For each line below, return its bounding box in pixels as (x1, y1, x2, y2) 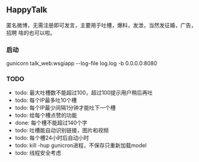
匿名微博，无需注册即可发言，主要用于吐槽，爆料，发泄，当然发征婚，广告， (6, 21, 197, 29)
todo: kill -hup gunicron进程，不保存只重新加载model (14, 142, 147, 149)
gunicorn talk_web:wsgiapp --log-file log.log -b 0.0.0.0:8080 (6, 60, 158, 67)
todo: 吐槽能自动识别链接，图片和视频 (14, 126, 109, 134)
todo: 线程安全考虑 (14, 149, 62, 157)
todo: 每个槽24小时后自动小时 (14, 134, 89, 142)
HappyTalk (6, 5, 48, 15)
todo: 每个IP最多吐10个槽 (14, 96, 77, 104)
